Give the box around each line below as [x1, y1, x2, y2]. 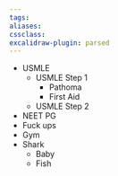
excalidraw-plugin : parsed [9, 38, 110, 48]
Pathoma [48, 82, 82, 92]
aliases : [9, 22, 42, 31]
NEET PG [21, 110, 56, 121]
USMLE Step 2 [35, 101, 89, 112]
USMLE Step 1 [35, 73, 88, 84]
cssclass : [9, 30, 46, 39]
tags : [9, 13, 29, 22]
